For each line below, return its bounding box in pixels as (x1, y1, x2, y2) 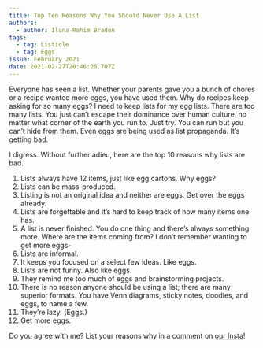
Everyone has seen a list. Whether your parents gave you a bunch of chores (9, 84, 255, 94)
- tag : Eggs (16, 48, 56, 56)
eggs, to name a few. (20, 298, 89, 308)
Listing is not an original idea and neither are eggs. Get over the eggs (20, 190, 245, 199)
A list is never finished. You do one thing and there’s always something (20, 224, 250, 233)
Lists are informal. (20, 249, 80, 258)
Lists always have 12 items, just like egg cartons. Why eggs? (20, 173, 216, 183)
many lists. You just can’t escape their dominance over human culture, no (9, 109, 247, 119)
